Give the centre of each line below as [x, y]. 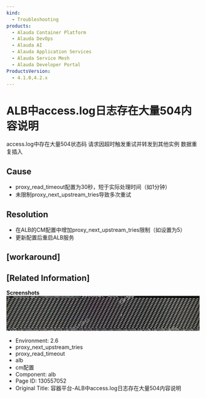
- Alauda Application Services [52, 52]
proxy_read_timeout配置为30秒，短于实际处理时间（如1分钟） [93, 187]
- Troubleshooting [36, 19]
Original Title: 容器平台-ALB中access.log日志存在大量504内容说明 [98, 388]
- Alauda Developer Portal [46, 64]
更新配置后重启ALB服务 [45, 237]
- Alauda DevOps [32, 39]
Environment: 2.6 [37, 340]
